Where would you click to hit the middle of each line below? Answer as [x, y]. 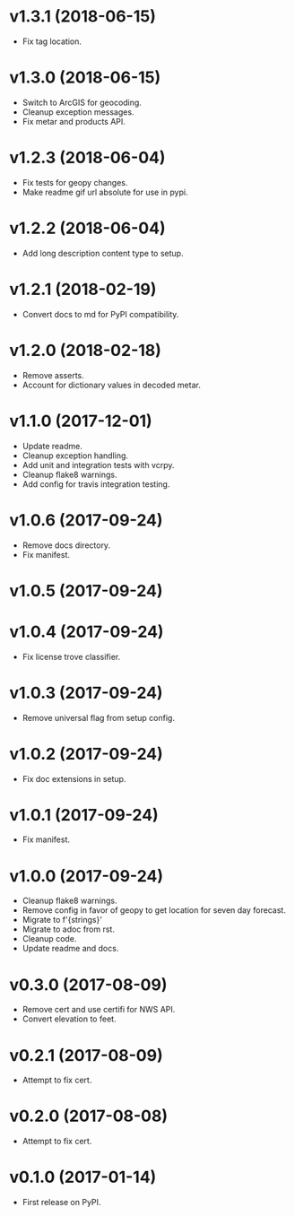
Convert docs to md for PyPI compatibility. [100, 314]
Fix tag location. [52, 41]
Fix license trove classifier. [71, 656]
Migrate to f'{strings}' [62, 920]
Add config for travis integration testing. [96, 484]
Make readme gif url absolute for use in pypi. [105, 192]
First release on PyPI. [61, 1203]
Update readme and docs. [70, 949]
